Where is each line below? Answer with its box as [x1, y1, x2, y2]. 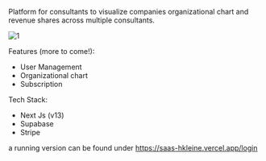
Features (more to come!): [8, 47, 95, 56]
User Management [19, 62, 82, 72]
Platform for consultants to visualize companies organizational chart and [8, 7, 249, 16]
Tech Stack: [8, 95, 48, 104]
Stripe [19, 128, 40, 137]
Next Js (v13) [19, 110, 64, 120]
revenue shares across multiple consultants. [8, 15, 156, 25]
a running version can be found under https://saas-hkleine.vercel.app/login [8, 143, 258, 152]
